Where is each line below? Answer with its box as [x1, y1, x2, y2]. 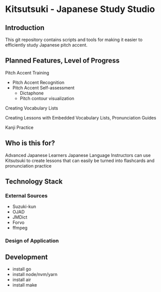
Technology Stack [5, 177, 63, 186]
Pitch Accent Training [5, 69, 49, 75]
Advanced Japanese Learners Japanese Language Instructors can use [5, 152, 151, 158]
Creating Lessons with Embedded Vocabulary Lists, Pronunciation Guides [5, 114, 157, 120]
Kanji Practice [5, 124, 34, 130]
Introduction [5, 23, 45, 32]
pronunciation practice [5, 162, 52, 168]
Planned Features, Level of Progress [5, 56, 120, 65]
